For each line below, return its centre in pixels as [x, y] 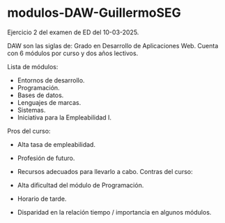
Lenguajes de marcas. [49, 102]
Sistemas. [31, 110]
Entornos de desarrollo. [51, 80]
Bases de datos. [40, 95]
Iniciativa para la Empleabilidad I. [64, 117]
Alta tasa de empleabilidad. [56, 144]
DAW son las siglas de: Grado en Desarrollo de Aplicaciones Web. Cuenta [113, 45]
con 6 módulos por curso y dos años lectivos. [73, 53]
